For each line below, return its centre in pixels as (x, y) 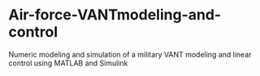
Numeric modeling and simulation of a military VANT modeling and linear (130, 54)
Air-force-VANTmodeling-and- (115, 15)
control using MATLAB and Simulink (68, 63)
